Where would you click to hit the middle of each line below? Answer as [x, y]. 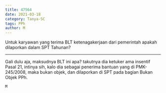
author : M [15, 28]
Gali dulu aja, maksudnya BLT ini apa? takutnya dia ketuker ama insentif [78, 62]
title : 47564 [19, 10]
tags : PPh [15, 23]
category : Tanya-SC [25, 19]
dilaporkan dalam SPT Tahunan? [38, 47]
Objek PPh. [17, 78]
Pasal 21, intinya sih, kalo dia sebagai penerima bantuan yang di [70, 67]
